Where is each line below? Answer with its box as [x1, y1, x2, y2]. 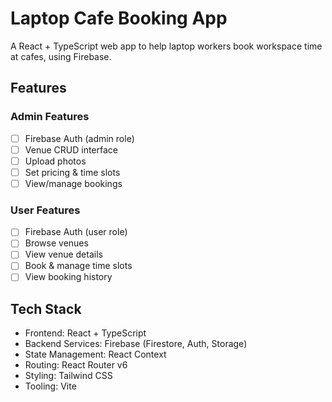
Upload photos [24, 155, 87, 167]
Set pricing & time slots [24, 166, 121, 178]
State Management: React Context [24, 348, 167, 361]
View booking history [24, 271, 113, 283]
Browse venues [24, 237, 89, 249]
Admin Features [10, 110, 90, 124]
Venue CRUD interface [24, 143, 118, 156]
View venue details [24, 248, 103, 261]
